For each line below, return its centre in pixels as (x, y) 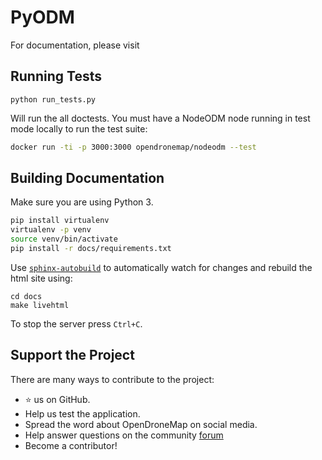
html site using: (41, 278)
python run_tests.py (53, 99)
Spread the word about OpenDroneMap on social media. (141, 424)
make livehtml (40, 305)
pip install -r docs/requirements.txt (91, 249)
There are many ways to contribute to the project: (112, 379)
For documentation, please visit (75, 45)
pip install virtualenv (60, 221)
